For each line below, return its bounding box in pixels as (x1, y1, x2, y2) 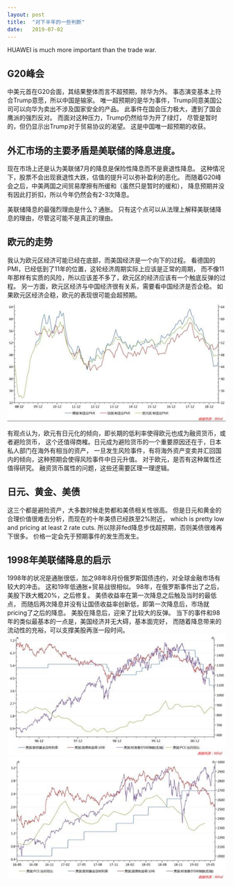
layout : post (7, 11, 45, 18)
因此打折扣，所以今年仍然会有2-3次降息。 (12, 191, 133, 198)
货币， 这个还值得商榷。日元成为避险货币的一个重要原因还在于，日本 (25, 437, 222, 446)
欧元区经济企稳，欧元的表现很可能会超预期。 (12, 291, 141, 299)
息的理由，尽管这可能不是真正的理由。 (7, 214, 116, 222)
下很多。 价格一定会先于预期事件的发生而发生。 (7, 532, 143, 540)
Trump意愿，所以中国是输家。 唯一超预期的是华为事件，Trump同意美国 (12, 96, 216, 104)
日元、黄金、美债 (7, 486, 80, 498)
